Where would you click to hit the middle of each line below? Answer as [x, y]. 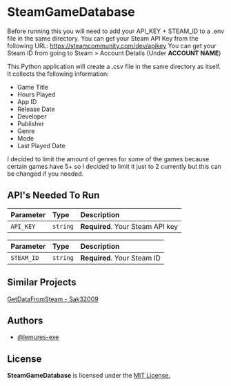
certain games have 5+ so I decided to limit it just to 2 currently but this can [114, 166]
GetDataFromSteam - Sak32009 [53, 299]
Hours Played [36, 94]
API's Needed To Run [53, 195]
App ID [27, 101]
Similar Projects [42, 282]
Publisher [31, 123]
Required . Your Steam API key [129, 226]
